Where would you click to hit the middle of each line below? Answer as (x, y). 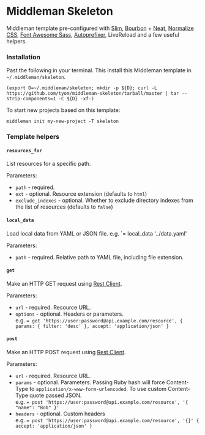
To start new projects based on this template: (63, 110)
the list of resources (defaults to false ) (64, 207)
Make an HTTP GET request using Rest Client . (64, 283)
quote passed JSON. (56, 395)
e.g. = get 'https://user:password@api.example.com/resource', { (99, 320)
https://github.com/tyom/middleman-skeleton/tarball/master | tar (93, 94)
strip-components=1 (31, 99)
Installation (24, 57)
